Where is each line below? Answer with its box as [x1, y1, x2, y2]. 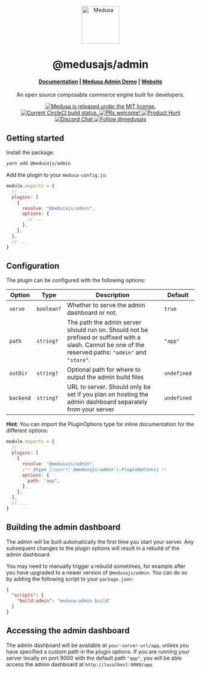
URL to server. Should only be [66, 383, 151, 391]
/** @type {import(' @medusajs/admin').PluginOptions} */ [22, 467, 167, 473]
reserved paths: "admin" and [66, 348, 147, 357]
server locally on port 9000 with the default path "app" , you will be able [6, 654, 182, 661]
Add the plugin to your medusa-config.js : [6, 171, 107, 179]
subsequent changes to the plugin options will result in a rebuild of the [6, 544, 179, 552]
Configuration [6, 261, 60, 271]
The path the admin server [66, 318, 142, 327]
